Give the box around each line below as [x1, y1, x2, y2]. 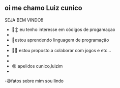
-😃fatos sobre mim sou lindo [4, 78, 64, 84]
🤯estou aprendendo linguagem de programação [11, 37, 109, 43]
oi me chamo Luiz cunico [4, 4, 82, 12]
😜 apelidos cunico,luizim [11, 63, 63, 69]
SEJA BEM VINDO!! [4, 17, 44, 23]
